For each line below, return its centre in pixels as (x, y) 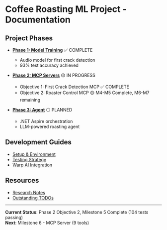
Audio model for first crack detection (57, 60)
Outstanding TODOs (33, 198)
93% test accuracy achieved (49, 65)
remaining (30, 100)
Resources (22, 180)
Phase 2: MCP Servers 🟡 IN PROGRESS (54, 75)
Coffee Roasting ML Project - (66, 9)
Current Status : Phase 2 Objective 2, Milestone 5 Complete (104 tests (77, 212)
